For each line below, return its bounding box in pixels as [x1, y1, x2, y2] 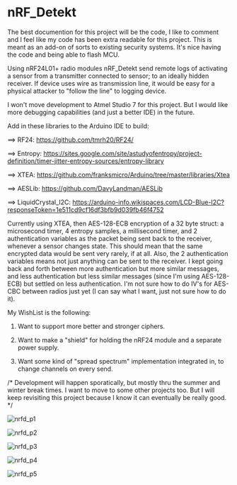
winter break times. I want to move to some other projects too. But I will [7, 386, 215, 394]
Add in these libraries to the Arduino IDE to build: [7, 121, 150, 130]
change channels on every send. [17, 364, 113, 373]
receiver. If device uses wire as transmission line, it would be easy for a [7, 79, 215, 87]
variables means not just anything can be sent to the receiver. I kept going [7, 257, 223, 265]
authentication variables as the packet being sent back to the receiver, [7, 234, 212, 242]
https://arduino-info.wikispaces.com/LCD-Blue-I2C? [72, 198, 225, 206]
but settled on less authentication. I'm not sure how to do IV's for [23, 279, 212, 288]
